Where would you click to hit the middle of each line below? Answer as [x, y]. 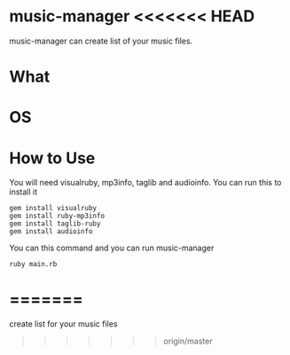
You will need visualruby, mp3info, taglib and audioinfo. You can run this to [145, 183]
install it [24, 192]
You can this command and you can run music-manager [112, 248]
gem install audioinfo [51, 232]
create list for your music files [63, 324]
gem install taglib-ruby [55, 224]
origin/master [188, 341]
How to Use [52, 158]
